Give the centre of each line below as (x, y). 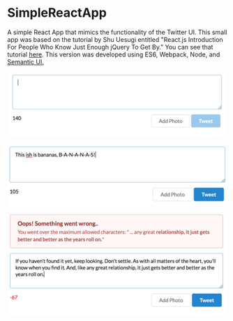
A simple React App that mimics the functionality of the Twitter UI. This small (117, 32)
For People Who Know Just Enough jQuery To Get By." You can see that (110, 47)
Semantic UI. (25, 61)
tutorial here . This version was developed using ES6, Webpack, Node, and (114, 54)
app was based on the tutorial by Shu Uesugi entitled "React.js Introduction (115, 39)
